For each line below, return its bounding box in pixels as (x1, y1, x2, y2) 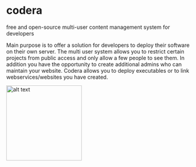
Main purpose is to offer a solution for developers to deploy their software (6, 41, 190, 49)
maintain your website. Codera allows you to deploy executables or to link (6, 67, 189, 74)
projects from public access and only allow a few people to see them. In (6, 54, 185, 61)
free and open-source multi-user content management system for (6, 23, 170, 31)
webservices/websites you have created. (6, 73, 109, 80)
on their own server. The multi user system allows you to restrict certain (6, 47, 185, 55)
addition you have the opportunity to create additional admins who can (6, 61, 182, 68)
